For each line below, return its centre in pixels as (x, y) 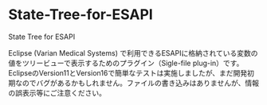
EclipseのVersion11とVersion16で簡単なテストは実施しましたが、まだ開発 (128, 72)
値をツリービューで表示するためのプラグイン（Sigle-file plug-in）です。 (126, 63)
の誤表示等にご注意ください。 (57, 92)
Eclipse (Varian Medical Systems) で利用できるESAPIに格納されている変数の (133, 52)
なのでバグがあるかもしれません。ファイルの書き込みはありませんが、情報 (137, 83)
